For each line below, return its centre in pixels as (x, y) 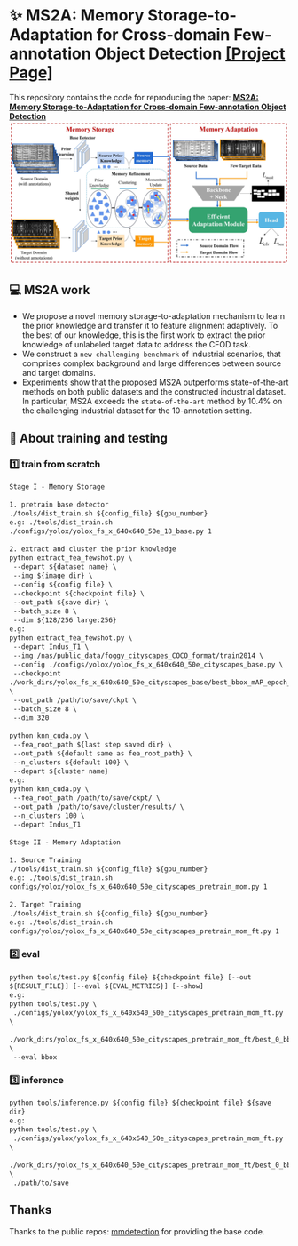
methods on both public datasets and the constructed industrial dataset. (154, 391)
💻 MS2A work (50, 290)
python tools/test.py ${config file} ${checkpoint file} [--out (130, 977)
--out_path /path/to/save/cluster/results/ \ (98, 807)
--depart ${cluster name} (61, 771)
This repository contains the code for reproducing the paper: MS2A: (134, 97)
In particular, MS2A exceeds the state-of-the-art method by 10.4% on (152, 401)
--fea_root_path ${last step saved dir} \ (93, 745)
